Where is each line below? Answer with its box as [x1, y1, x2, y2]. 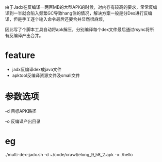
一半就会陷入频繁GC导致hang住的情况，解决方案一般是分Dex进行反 [13, 10, 148, 16]
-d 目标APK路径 [5, 108, 36, 114]
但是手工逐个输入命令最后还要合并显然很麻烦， [13, 16, 107, 22]
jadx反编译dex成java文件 [12, 66, 62, 72]
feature [5, 50, 35, 61]
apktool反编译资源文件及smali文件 [12, 72, 80, 78]
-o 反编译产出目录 [5, 118, 41, 124]
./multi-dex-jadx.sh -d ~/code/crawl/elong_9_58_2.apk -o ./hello [5, 151, 133, 157]
